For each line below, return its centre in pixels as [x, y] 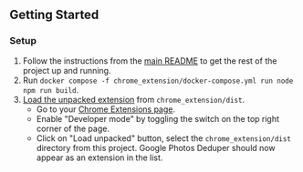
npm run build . [51, 89]
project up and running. [67, 70]
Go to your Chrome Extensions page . [106, 109]
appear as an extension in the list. [99, 157]
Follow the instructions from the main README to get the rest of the [150, 61]
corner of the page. [73, 128]
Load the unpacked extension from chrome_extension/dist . [133, 99]
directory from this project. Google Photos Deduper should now [156, 147]
